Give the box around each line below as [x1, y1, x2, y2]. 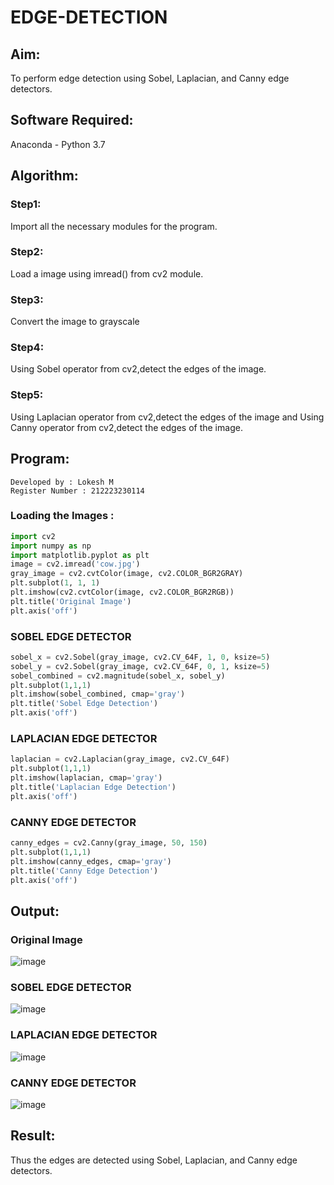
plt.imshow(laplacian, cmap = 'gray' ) [10, 773, 163, 783]
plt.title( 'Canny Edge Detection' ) [10, 866, 159, 876]
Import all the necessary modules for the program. [10, 220, 218, 232]
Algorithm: [10, 167, 79, 185]
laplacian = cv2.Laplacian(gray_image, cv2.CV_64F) [10, 754, 230, 765]
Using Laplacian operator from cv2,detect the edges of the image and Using [10, 411, 325, 423]
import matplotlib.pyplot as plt [10, 550, 150, 560]
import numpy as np [10, 541, 92, 551]
